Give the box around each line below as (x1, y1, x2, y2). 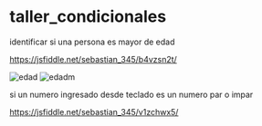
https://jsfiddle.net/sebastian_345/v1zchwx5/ (9, 106, 179, 117)
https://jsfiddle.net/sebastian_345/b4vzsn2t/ (9, 53, 178, 64)
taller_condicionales (9, 6, 167, 27)
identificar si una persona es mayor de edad (9, 36, 175, 47)
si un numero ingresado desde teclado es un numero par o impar (9, 89, 254, 100)
